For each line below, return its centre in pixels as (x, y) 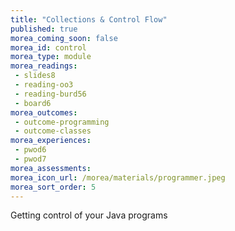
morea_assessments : (51, 168)
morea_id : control (48, 47)
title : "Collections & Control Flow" (89, 19)
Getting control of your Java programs (89, 215)
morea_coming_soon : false (64, 38)
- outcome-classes (53, 131)
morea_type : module (51, 57)
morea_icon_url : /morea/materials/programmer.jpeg (118, 177)
